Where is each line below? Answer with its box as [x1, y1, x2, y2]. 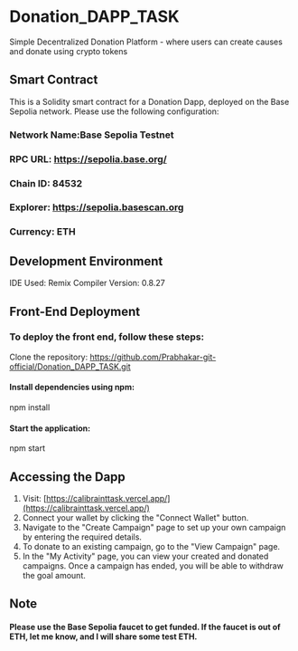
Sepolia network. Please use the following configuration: [9, 106, 219, 117]
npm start [9, 443, 46, 454]
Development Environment [9, 254, 163, 269]
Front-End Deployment [9, 303, 141, 319]
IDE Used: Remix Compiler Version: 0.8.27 [9, 278, 165, 289]
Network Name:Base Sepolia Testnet [9, 129, 174, 141]
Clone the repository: [9, 351, 88, 362]
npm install [9, 402, 51, 413]
